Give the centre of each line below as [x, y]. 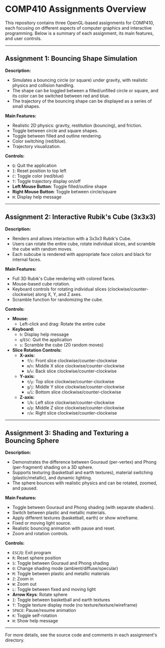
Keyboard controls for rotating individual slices [59, 289]
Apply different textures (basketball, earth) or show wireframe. [75, 518]
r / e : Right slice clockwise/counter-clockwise [72, 413]
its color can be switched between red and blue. [61, 96]
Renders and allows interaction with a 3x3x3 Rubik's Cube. [72, 238]
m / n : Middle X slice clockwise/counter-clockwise [76, 365]
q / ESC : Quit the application [46, 339]
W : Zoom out [24, 584]
